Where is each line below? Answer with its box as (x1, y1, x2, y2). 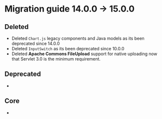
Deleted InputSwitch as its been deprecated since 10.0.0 (11, 46, 125, 51)
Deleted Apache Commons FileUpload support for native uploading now (11, 51, 158, 57)
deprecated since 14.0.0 (11, 41, 60, 46)
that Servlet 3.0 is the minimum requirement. (11, 56, 101, 61)
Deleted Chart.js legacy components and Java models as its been (11, 35, 145, 41)
